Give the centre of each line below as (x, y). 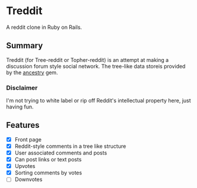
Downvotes (28, 179)
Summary (25, 46)
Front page (28, 139)
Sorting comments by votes (48, 173)
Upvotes (25, 166)
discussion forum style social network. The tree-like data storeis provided (96, 66)
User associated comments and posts (61, 153)
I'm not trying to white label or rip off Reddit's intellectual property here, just (98, 101)
